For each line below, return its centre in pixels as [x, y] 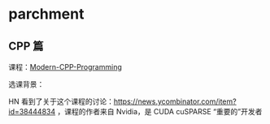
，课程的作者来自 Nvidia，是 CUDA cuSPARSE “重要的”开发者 [159, 111]
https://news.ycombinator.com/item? [175, 101]
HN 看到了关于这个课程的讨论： [61, 101]
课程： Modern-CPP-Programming [65, 67]
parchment [46, 14]
